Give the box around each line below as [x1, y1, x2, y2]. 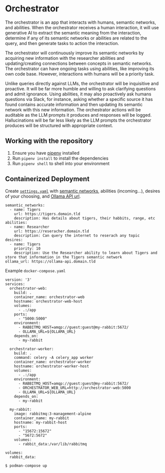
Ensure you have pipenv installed [12, 150, 80, 156]
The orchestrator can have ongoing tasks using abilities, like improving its [5, 65, 154, 72]
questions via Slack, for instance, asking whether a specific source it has [5, 96, 153, 102]
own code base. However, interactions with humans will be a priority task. [5, 71, 155, 77]
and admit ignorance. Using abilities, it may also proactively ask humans [5, 91, 152, 97]
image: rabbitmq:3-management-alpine [14, 411, 92, 416]
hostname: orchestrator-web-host [14, 299, 83, 304]
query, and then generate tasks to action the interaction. [5, 40, 119, 46]
